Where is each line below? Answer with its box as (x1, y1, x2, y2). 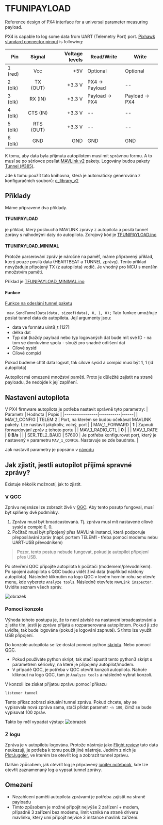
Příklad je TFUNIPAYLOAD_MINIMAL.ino (5, 279, 85, 285)
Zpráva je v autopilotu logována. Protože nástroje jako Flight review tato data (5, 741, 158, 748)
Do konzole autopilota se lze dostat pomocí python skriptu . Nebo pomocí (5, 641, 151, 647)
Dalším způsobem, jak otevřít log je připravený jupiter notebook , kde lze (5, 761, 148, 767)
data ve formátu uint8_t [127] (12, 324, 70, 330)
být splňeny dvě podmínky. (5, 509, 59, 515)
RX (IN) (29, 95, 47, 102)
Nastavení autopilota (5, 393, 69, 402)
